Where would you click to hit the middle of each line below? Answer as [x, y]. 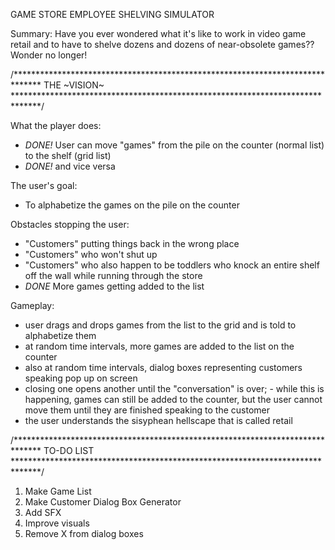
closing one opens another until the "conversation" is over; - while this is [174, 388]
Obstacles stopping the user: [70, 224]
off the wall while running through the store [113, 275]
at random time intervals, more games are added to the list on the [159, 346]
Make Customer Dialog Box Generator [103, 502]
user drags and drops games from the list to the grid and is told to [160, 325]
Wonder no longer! [49, 55]
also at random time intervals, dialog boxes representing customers [163, 367]
